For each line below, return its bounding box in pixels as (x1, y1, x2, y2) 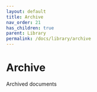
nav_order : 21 (6, 19, 41, 25)
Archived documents (6, 80, 57, 87)
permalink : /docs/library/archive (6, 36, 92, 42)
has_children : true (6, 25, 54, 31)
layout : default (6, 8, 46, 15)
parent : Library (6, 30, 46, 36)
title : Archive (6, 14, 44, 20)
